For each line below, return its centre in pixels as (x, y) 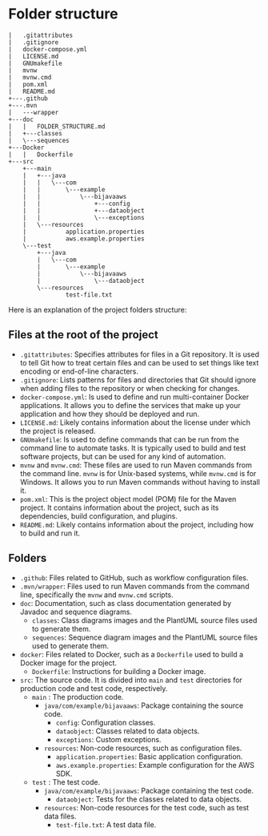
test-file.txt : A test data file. (106, 824)
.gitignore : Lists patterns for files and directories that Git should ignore (138, 380)
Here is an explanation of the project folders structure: (98, 309)
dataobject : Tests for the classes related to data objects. (149, 799)
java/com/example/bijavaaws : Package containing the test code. (149, 790)
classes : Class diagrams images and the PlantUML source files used (144, 620)
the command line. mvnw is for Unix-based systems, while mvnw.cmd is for (138, 473)
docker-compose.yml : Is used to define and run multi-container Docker (134, 397)
